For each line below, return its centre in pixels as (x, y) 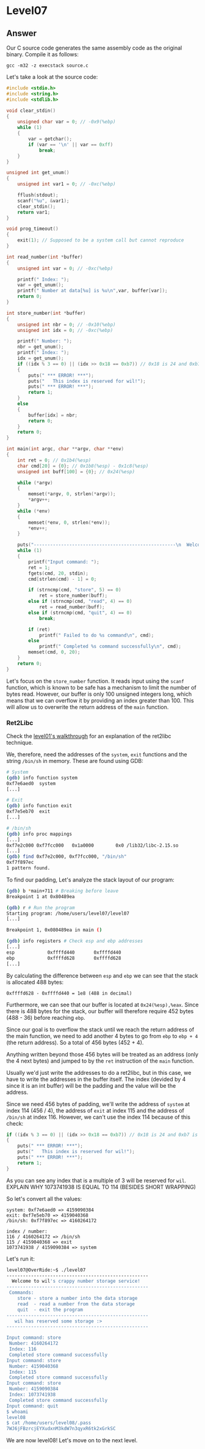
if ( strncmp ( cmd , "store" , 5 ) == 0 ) (75, 590)
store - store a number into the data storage (77, 1299)
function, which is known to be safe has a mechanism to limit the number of (101, 687)
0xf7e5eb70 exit (28, 812)
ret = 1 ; (39, 567)
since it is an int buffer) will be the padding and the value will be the (91, 1085)
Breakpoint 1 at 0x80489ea (41, 896)
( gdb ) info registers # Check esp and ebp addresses (75, 941)
